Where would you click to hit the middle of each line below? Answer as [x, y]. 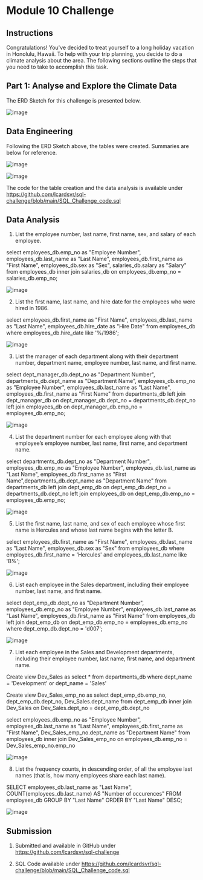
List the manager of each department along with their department [97, 356]
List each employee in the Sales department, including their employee [102, 585]
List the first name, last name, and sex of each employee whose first [100, 524]
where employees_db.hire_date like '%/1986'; [63, 333]
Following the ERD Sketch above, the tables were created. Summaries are [98, 146]
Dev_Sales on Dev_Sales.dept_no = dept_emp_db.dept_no [78, 708]
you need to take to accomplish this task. [57, 67]
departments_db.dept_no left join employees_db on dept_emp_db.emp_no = [101, 494]
